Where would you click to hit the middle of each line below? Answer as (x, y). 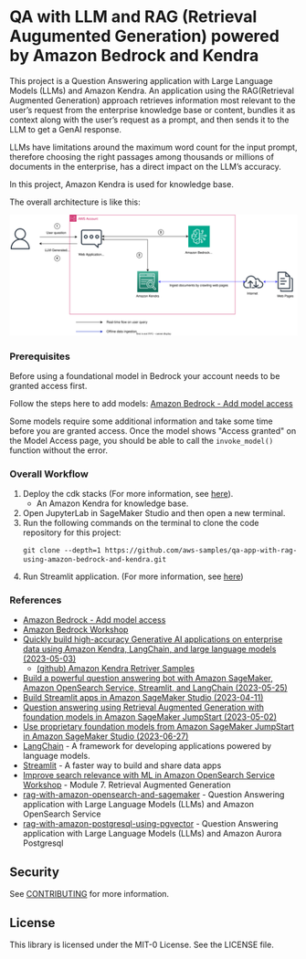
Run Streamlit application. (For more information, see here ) (133, 576)
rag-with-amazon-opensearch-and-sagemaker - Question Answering (153, 795)
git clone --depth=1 (62, 551)
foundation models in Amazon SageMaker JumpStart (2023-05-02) (149, 717)
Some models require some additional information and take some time (141, 421)
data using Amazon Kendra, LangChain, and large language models (149, 649)
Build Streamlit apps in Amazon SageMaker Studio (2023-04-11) (143, 698)
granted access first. (48, 385)
